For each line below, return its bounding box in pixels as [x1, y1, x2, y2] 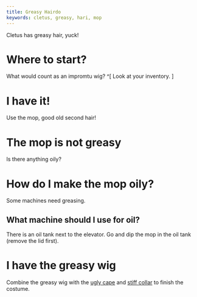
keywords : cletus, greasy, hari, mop [6, 15, 102, 21]
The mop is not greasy [6, 135, 122, 149]
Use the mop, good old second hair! [6, 114, 96, 122]
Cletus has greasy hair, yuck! [6, 31, 79, 38]
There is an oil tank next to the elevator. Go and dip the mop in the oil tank [6, 231, 192, 238]
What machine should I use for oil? [6, 214, 140, 225]
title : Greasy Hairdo [6, 9, 61, 15]
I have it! [6, 94, 50, 108]
